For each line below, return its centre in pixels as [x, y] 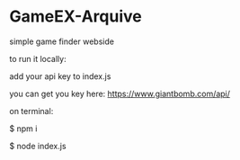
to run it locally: [38, 58]
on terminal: [31, 111]
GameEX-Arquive [76, 17]
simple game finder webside [62, 41]
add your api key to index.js [60, 76]
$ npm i [23, 129]
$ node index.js [38, 146]
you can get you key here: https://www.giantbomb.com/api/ [120, 93]
